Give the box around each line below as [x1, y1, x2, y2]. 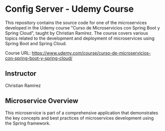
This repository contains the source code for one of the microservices [5, 20, 147, 26]
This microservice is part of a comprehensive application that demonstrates [5, 109, 159, 116]
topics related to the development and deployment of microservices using [5, 35, 155, 41]
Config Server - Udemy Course [5, 3, 134, 15]
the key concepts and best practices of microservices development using [5, 115, 154, 121]
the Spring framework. [5, 120, 51, 126]
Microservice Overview [5, 97, 79, 105]
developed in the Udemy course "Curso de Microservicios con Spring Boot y [5, 25, 160, 30]
